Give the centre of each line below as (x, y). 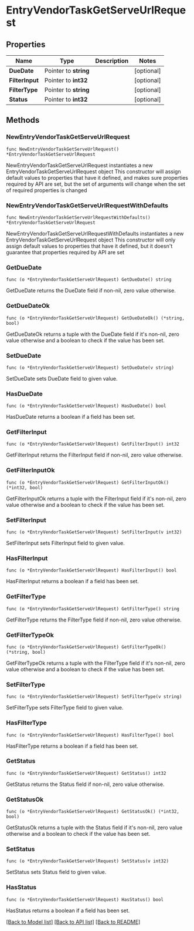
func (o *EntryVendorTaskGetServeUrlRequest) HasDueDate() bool (86, 406)
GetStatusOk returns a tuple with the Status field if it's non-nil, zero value (94, 828)
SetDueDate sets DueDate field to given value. (62, 378)
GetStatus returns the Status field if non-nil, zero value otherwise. (85, 784)
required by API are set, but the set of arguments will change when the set (96, 184)
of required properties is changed (47, 190)
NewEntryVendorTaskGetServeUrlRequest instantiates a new (80, 165)
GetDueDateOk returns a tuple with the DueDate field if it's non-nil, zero (93, 334)
